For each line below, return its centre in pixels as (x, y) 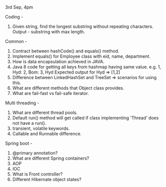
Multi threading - (22, 103)
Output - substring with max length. (49, 32)
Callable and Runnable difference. (47, 134)
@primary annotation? (35, 153)
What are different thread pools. (45, 112)
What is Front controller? (37, 174)
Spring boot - (19, 143)
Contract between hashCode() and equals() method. (66, 51)
